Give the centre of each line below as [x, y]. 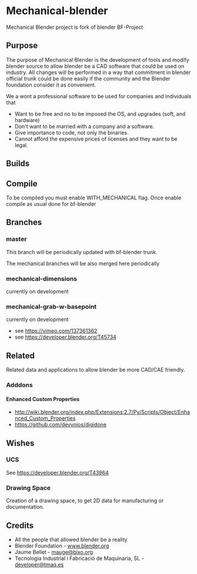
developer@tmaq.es [39, 564]
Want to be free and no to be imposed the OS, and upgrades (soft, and [100, 114]
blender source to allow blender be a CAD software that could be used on [95, 66]
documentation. [25, 507]
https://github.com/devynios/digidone [61, 425]
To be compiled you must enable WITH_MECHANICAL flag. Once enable [94, 198]
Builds [18, 164]
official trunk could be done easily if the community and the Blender [88, 78]
